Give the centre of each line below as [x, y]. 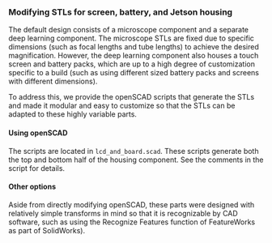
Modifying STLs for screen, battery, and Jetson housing [121, 12]
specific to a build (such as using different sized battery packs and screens [134, 73]
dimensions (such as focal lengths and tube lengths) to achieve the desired [134, 47]
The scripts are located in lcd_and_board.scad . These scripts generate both [134, 151]
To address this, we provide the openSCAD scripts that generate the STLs [132, 97]
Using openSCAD [38, 133]
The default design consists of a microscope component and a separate [129, 30]
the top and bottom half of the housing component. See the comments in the [136, 160]
